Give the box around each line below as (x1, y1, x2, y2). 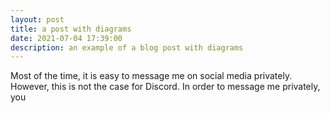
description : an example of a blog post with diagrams (10, 42, 244, 53)
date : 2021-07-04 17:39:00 (10, 33, 123, 43)
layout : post (10, 14, 65, 25)
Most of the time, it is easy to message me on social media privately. (10, 70, 293, 82)
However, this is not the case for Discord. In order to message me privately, (10, 81, 321, 93)
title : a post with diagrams (10, 24, 132, 34)
